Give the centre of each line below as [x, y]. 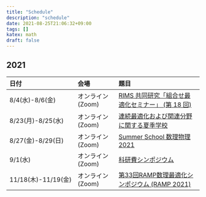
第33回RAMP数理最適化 [153, 175]
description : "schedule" [38, 18]
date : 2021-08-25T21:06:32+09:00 [49, 23]
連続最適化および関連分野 [155, 116]
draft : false [23, 40]
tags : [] [17, 29]
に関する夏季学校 [143, 125]
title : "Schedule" [30, 12]
